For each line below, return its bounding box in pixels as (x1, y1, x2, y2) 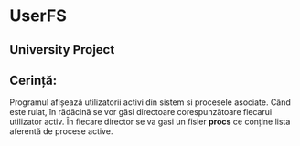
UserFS (9, 5, 67, 26)
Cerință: (9, 72, 58, 88)
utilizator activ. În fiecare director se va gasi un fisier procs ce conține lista (9, 116, 291, 128)
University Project (9, 42, 115, 57)
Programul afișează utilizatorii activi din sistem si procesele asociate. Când (9, 97, 291, 108)
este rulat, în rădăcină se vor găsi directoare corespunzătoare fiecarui (9, 107, 273, 118)
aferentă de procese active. (9, 126, 113, 137)
